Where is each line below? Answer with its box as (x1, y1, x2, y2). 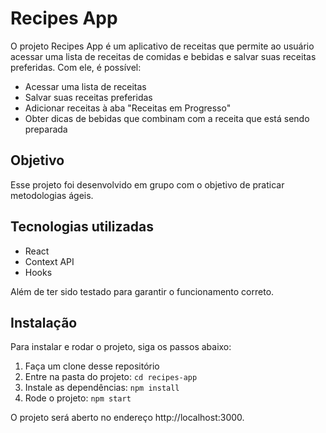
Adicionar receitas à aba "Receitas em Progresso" (24, 102, 232, 114)
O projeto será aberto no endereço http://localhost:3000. (10, 412, 245, 424)
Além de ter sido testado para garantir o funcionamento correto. (10, 285, 275, 297)
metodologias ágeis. (10, 189, 94, 201)
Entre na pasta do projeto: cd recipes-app (24, 371, 198, 383)
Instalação (10, 314, 78, 331)
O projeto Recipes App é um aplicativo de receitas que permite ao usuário (10, 40, 315, 52)
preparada (24, 123, 68, 135)
